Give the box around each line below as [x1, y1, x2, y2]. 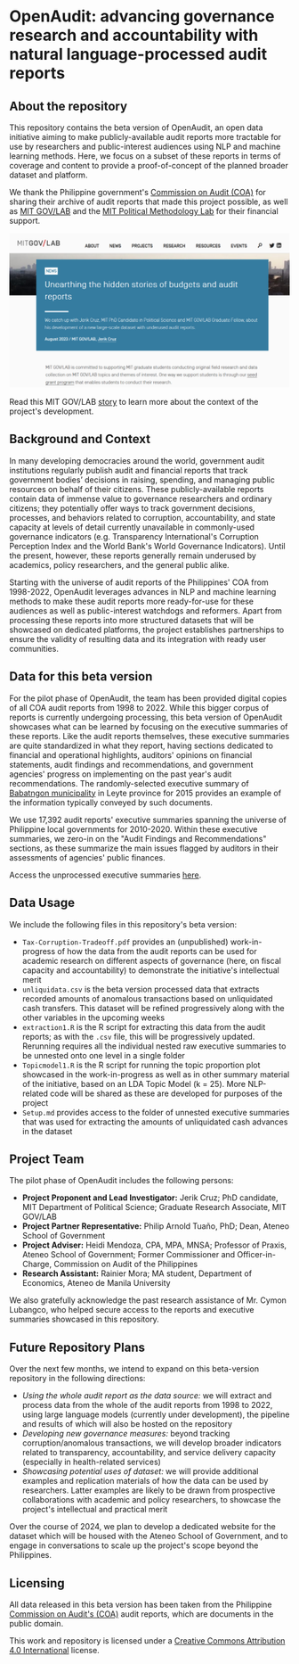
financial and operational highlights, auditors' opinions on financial [9, 749, 253, 760]
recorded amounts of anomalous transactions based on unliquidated [21, 993, 273, 1004]
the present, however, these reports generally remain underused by [9, 550, 256, 561]
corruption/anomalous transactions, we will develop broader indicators [21, 1437, 282, 1448]
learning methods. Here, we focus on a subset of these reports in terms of [9, 151, 281, 161]
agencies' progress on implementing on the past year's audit [9, 769, 232, 779]
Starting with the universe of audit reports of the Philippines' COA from [9, 577, 269, 588]
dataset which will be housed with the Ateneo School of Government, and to [9, 1531, 288, 1542]
